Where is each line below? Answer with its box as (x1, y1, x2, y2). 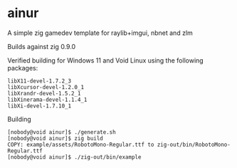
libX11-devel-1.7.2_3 (7, 77, 72, 85)
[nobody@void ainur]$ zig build (7, 135, 103, 142)
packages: (7, 63, 38, 72)
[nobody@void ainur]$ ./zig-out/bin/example (7, 153, 142, 161)
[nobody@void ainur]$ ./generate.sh (7, 128, 116, 136)
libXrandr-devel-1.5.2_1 (7, 90, 81, 97)
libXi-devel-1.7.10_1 (7, 102, 72, 110)
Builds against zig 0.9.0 (7, 42, 76, 51)
